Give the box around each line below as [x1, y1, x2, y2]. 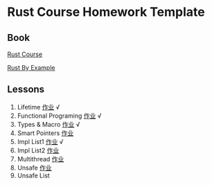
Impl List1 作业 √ [17, 137, 64, 146]
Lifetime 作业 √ [17, 103, 60, 111]
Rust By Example [7, 64, 55, 71]
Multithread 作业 [17, 155, 64, 163]
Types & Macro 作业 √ [17, 120, 80, 128]
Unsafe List [17, 171, 50, 179]
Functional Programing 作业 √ [17, 112, 102, 120]
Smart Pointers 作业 [17, 129, 74, 137]
